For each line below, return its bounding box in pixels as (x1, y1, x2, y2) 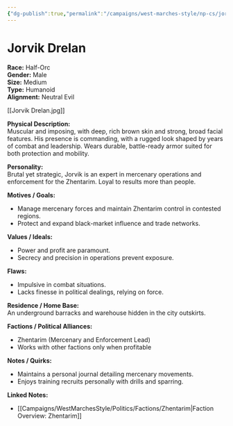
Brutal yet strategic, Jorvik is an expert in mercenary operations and (7, 170, 202, 178)
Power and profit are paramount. (17, 246, 111, 254)
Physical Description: (7, 120, 71, 128)
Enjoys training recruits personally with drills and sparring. (17, 377, 184, 386)
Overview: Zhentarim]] (17, 411, 82, 420)
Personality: (7, 163, 44, 171)
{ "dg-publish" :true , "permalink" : (7, 10, 104, 17)
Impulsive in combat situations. (17, 280, 106, 288)
